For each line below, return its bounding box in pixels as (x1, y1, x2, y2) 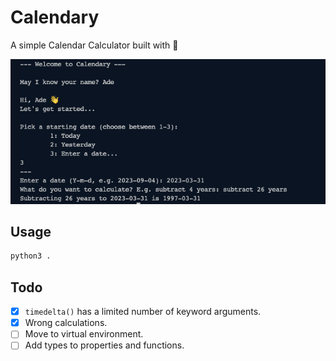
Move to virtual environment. (24, 328, 144, 340)
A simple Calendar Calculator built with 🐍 (10, 39, 179, 51)
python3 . (10, 251, 52, 261)
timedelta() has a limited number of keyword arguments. (24, 306, 262, 318)
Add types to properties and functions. (24, 339, 185, 351)
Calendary (10, 6, 100, 29)
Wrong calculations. (24, 317, 108, 329)
